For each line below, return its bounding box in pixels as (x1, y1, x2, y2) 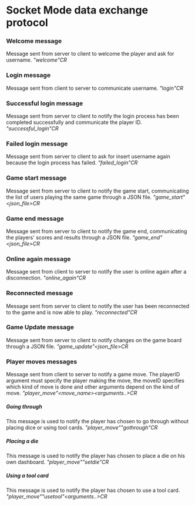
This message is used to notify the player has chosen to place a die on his (6, 453, 185, 460)
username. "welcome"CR (6, 56, 68, 63)
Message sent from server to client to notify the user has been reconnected (6, 302, 190, 309)
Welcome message (6, 37, 62, 45)
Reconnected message (6, 289, 73, 297)
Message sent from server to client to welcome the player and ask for (6, 50, 174, 58)
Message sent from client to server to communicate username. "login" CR (6, 85, 184, 92)
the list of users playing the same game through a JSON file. (6, 193, 152, 200)
